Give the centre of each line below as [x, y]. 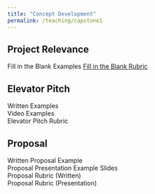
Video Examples [31, 114]
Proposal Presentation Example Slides [63, 168]
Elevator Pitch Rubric [38, 121]
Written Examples [33, 106]
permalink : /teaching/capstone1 [55, 21]
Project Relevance [48, 49]
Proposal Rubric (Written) [44, 176]
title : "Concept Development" [52, 14]
